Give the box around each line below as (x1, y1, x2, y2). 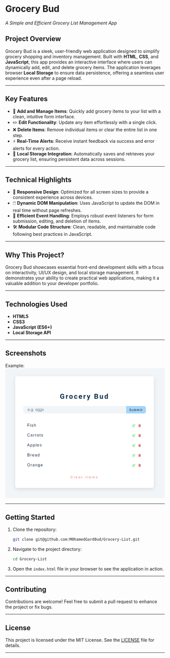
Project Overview (5, 35, 61, 43)
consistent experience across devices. (12, 194, 93, 201)
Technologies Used (5, 300, 67, 308)
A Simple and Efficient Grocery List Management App (5, 20, 117, 26)
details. (5, 642, 21, 648)
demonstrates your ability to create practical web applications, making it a (5, 275, 159, 281)
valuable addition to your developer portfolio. (5, 280, 99, 287)
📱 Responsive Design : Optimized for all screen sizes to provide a (12, 189, 149, 195)
